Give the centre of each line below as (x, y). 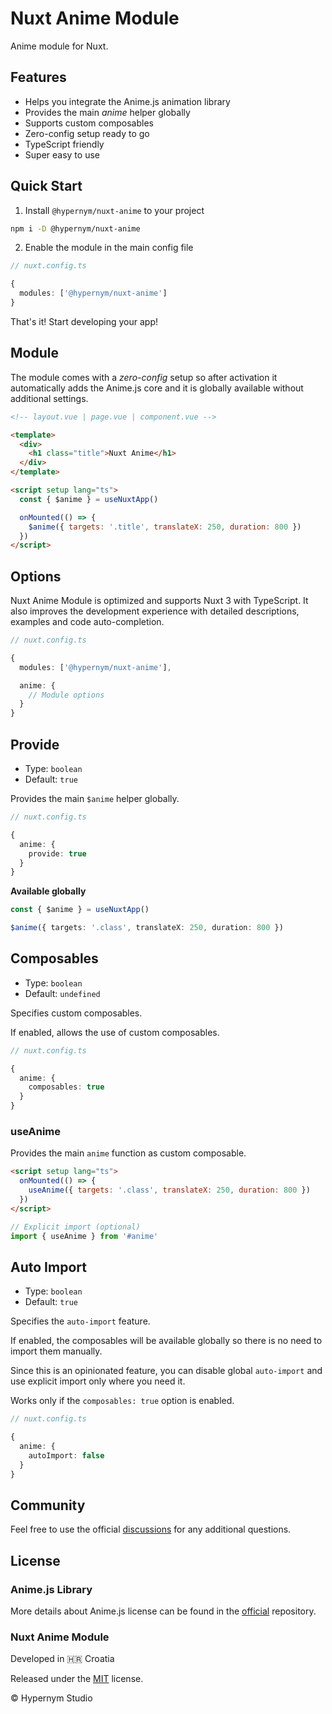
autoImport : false (66, 1455)
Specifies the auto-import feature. (80, 1321)
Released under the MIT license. (77, 1679)
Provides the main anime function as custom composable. (128, 1153)
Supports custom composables (89, 123)
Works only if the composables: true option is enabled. (122, 1401)
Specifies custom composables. (76, 1013)
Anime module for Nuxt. (59, 46)
